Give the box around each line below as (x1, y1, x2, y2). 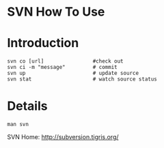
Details (7, 98, 48, 114)
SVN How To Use (7, 4, 105, 20)
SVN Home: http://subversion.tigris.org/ (7, 133, 119, 141)
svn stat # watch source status (7, 76, 157, 83)
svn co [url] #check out (7, 58, 124, 65)
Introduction (7, 35, 79, 51)
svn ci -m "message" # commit (7, 64, 118, 71)
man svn (7, 121, 29, 128)
